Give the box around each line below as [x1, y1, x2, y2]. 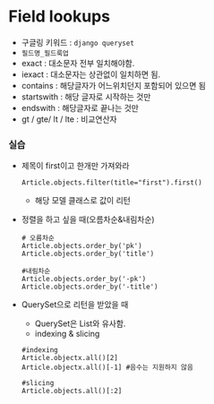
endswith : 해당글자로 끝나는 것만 [21, 102, 140, 113]
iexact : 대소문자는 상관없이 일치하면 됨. [21, 69, 161, 80]
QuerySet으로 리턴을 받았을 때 [21, 299, 129, 310]
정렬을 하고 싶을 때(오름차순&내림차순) [21, 214, 155, 225]
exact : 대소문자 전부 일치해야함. [21, 57, 135, 68]
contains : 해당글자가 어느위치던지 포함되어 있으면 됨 [21, 80, 207, 90]
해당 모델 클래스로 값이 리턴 [34, 195, 131, 206]
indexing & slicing [34, 329, 100, 340]
